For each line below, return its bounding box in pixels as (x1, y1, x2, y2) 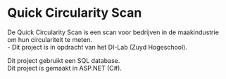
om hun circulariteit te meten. (7, 35, 93, 43)
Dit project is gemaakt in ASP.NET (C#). (7, 64, 122, 72)
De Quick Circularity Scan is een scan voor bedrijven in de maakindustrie (7, 28, 220, 36)
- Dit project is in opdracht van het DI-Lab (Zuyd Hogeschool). (7, 43, 188, 51)
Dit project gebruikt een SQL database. (7, 56, 120, 64)
